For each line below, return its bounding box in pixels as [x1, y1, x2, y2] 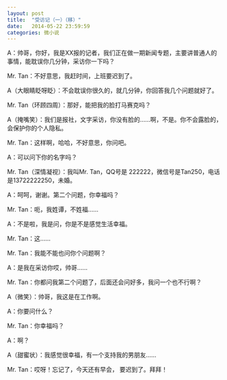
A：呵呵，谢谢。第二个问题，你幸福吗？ [7, 191, 120, 199]
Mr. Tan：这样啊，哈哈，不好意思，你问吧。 [7, 138, 131, 147]
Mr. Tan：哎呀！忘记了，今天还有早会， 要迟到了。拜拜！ [7, 366, 168, 374]
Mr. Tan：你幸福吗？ [7, 322, 65, 330]
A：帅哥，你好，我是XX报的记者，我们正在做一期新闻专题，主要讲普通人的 [7, 49, 217, 57]
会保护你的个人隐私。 [7, 124, 67, 132]
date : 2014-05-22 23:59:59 [7, 23, 90, 29]
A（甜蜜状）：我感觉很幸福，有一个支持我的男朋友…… [7, 351, 157, 359]
